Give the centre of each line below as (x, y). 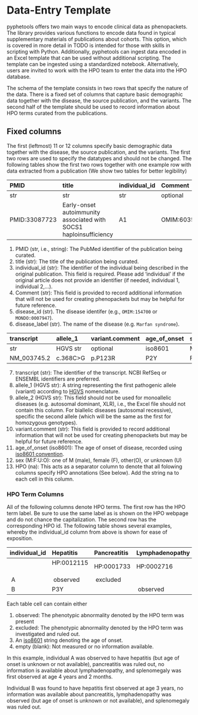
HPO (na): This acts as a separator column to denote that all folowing (99, 466)
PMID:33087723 (33, 220)
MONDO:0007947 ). (34, 317)
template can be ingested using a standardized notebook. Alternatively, (93, 64)
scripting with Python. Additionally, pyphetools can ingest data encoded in (97, 51)
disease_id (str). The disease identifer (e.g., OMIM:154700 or (86, 311)
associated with (84, 220)
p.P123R (103, 358)
